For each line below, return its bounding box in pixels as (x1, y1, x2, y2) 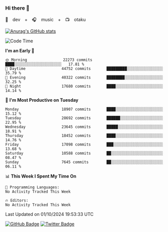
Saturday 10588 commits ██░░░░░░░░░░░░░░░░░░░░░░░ (5, 151, 163, 156)
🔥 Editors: (5, 198, 29, 203)
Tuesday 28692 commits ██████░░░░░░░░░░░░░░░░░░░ (5, 116, 163, 121)
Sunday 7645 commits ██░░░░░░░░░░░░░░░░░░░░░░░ (5, 160, 163, 165)
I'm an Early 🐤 (5, 48, 35, 54)
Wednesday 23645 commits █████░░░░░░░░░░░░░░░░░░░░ (5, 124, 163, 130)
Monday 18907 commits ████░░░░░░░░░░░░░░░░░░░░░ (5, 107, 163, 112)
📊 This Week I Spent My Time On (5, 173, 76, 179)
